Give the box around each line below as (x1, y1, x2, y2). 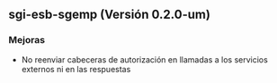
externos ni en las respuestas (21, 63, 131, 74)
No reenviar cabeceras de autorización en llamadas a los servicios (21, 54, 269, 65)
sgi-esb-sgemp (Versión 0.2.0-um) (8, 7, 210, 22)
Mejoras (8, 34, 46, 46)
